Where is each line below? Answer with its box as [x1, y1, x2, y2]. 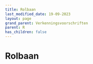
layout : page [5, 16, 32, 21]
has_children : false [5, 30, 47, 34]
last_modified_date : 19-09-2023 [5, 12, 71, 16]
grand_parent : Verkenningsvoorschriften [5, 20, 89, 26]
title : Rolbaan [5, 7, 36, 12]
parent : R [5, 25, 25, 30]
